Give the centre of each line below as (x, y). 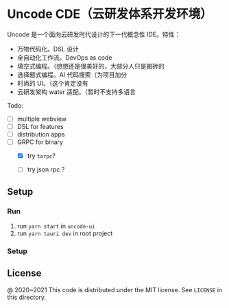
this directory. (27, 297)
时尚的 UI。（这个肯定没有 (52, 83)
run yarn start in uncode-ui (56, 226)
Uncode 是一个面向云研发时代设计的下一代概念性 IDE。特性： (94, 34)
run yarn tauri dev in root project (65, 233)
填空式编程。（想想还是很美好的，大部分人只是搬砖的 (91, 66)
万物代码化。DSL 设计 (48, 49)
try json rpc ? (46, 169)
